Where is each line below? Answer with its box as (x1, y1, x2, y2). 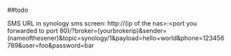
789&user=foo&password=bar (7, 41, 94, 49)
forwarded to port (7, 27, 58, 35)
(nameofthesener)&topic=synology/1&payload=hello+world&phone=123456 (7, 34, 225, 42)
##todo (7, 6, 29, 14)
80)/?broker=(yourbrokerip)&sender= (59, 27, 167, 35)
